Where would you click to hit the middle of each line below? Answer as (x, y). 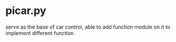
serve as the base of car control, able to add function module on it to (88, 27)
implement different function (40, 33)
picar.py (26, 11)
